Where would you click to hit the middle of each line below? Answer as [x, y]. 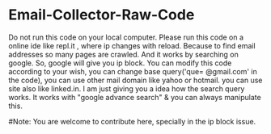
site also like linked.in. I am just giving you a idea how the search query [127, 88]
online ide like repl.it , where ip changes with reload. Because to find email [132, 45]
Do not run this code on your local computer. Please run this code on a [126, 37]
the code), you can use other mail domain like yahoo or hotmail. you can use [135, 80]
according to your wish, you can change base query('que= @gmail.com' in [133, 71]
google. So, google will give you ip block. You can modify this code [120, 63]
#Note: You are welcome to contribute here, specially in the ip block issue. [132, 121]
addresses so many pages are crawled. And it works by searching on [123, 54]
